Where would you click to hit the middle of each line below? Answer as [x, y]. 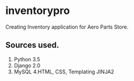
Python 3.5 [27, 59]
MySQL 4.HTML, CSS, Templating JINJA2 [64, 72]
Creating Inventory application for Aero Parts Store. [67, 27]
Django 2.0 [27, 65]
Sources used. [32, 45]
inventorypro [38, 11]
